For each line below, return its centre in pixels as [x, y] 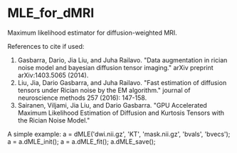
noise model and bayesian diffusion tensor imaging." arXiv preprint [115, 67]
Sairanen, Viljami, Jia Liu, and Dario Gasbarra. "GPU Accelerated [112, 105]
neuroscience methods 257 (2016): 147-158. [82, 98]
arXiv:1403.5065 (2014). [53, 75]
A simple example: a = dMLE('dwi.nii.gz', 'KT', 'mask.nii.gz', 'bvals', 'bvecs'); [119, 134]
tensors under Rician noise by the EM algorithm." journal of [104, 90]
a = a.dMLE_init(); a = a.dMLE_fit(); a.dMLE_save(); [81, 141]
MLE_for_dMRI [51, 13]
